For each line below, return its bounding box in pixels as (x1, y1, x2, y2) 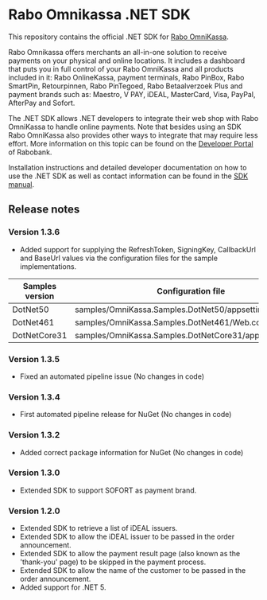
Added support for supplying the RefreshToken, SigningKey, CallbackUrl (19, 244, 257, 254)
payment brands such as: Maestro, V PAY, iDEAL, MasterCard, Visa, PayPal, (8, 89, 256, 99)
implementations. (19, 261, 77, 271)
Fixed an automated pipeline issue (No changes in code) (19, 372, 205, 381)
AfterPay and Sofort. (8, 98, 75, 107)
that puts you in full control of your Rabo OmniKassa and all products (8, 64, 234, 73)
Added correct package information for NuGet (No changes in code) (19, 447, 244, 457)
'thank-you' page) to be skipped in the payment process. (19, 557, 207, 567)
